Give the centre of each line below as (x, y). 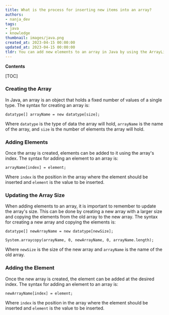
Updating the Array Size (35, 195)
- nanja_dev (18, 19)
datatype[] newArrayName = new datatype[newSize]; (59, 232)
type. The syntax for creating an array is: (47, 105)
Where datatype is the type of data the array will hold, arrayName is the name (84, 124)
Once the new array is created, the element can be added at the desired (80, 279)
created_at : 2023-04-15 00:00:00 (40, 43)
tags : (11, 24)
